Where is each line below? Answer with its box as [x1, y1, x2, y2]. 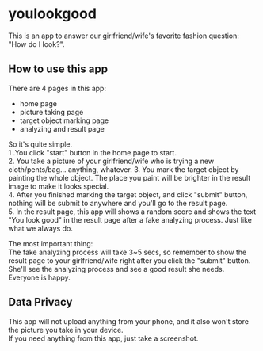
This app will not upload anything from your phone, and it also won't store [8, 316, 250, 326]
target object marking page [19, 116, 109, 125]
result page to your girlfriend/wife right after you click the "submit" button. [8, 255, 251, 265]
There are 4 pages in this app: [8, 83, 107, 93]
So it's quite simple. [8, 139, 73, 149]
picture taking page [19, 107, 84, 116]
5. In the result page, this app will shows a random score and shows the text [8, 207, 257, 216]
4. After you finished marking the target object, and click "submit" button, [8, 189, 248, 199]
